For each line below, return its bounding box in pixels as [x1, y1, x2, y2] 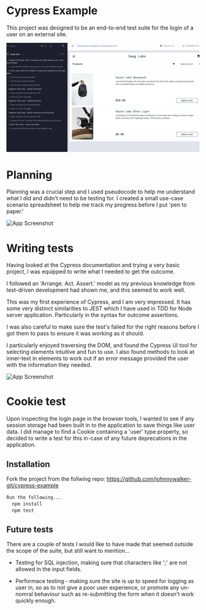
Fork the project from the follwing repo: [6, 475, 105, 483]
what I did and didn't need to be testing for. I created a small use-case [6, 195, 184, 202]
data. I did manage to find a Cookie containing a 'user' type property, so [6, 428, 188, 436]
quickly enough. [15, 597, 56, 604]
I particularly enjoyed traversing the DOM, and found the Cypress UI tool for [6, 342, 198, 349]
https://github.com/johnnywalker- [106, 475, 192, 483]
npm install [12, 501, 43, 507]
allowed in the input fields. [15, 566, 82, 573]
